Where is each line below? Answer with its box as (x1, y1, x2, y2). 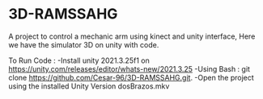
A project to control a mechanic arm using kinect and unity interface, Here (8, 31, 256, 41)
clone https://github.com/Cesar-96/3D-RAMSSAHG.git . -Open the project (8, 72, 255, 82)
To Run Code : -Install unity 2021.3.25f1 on (8, 56, 150, 65)
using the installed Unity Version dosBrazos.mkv (8, 81, 170, 91)
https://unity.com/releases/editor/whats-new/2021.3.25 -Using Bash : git (8, 64, 251, 73)
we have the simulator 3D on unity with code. (8, 39, 159, 49)
